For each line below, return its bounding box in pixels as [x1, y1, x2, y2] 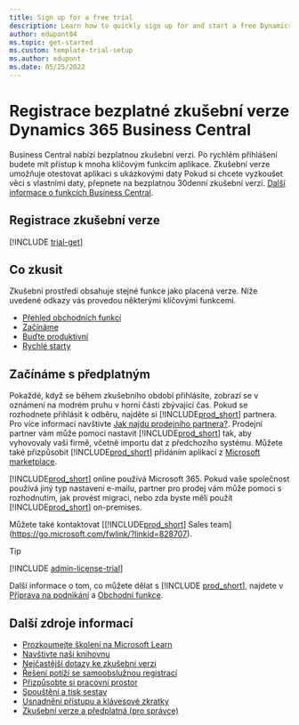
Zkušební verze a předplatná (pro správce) [21, 705, 180, 716]
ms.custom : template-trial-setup [9, 46, 133, 55]
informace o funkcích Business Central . [9, 187, 154, 197]
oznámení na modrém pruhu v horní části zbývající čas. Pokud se [9, 399, 248, 410]
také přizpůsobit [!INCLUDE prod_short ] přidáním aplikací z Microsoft [9, 447, 261, 458]
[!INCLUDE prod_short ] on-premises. [9, 502, 142, 512]
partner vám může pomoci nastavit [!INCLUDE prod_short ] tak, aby [9, 428, 252, 439]
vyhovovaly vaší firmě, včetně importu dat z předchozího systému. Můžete [9, 438, 283, 448]
